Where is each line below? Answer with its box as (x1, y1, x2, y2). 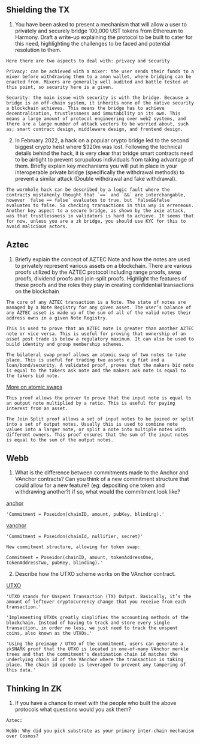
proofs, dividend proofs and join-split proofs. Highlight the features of (14, 274, 187, 282)
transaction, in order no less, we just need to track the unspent (6, 625, 178, 631)
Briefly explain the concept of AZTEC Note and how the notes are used (14, 255, 190, 263)
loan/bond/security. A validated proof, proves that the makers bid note (6, 362, 195, 368)
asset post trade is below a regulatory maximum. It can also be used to (6, 336, 195, 342)
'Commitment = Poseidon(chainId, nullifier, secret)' (6, 534, 144, 540)
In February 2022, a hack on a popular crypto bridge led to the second (14, 136, 189, 144)
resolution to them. (14, 46, 62, 53)
